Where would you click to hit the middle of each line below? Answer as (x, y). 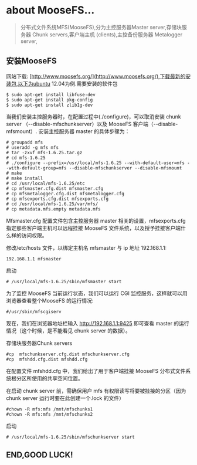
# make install (25, 178)
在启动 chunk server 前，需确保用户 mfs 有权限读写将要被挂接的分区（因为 (96, 391)
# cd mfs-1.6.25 (26, 158)
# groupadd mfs (25, 142)
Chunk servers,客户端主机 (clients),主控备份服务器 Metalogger (107, 34)
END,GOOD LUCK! (40, 455)
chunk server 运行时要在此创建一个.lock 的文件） (65, 398)
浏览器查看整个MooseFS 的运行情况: (50, 300)
